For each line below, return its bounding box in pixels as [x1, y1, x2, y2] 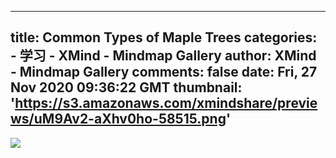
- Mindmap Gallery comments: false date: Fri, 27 [10, 64, 318, 81]
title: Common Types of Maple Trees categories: [10, 29, 318, 46]
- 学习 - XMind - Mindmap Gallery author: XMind [10, 47, 317, 65]
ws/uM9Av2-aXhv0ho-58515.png [10, 111, 227, 128]
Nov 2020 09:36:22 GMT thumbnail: [10, 79, 243, 96]
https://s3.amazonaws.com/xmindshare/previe [14, 95, 318, 112]
